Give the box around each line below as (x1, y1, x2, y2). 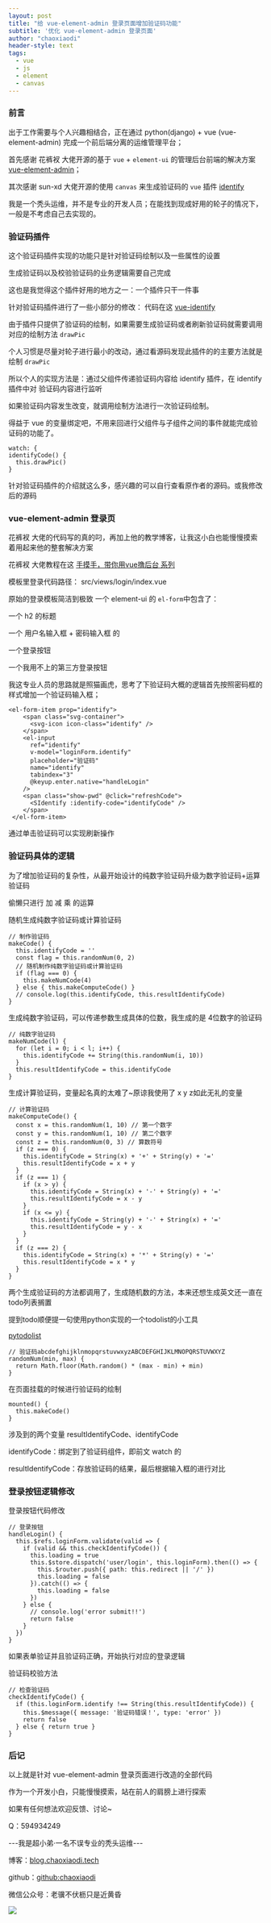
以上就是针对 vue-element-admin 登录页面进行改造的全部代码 (8, 1770, 213, 1779)
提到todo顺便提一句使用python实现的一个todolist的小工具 (8, 1314, 199, 1324)
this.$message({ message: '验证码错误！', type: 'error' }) (23, 1709, 222, 1717)
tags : (8, 49, 27, 57)
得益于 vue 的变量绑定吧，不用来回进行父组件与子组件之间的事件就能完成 (8, 418, 252, 428)
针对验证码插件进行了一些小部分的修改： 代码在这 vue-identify (8, 302, 216, 312)
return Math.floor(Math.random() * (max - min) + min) (15, 1362, 204, 1370)
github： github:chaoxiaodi (8, 1872, 96, 1883)
